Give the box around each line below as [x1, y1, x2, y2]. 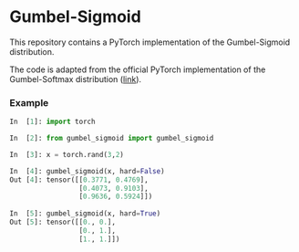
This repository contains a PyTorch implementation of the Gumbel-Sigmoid [9, 37, 291, 47]
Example [9, 96, 49, 109]
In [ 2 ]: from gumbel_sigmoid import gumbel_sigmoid [9, 134, 214, 143]
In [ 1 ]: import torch [9, 117, 96, 127]
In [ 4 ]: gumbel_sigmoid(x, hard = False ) [9, 166, 166, 175]
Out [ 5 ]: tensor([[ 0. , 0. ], [9, 217, 117, 227]
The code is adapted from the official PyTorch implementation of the [9, 64, 266, 75]
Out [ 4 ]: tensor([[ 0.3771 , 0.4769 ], [9, 175, 149, 184]
